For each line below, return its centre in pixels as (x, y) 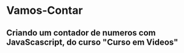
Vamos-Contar (45, 11)
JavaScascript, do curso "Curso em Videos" (92, 42)
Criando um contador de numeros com (81, 33)
